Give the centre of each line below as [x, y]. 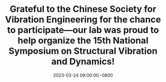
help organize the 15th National [83, 41]
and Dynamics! [83, 61]
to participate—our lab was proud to [83, 30]
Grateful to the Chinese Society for [83, 9]
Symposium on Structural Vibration [83, 51]
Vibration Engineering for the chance [83, 20]
